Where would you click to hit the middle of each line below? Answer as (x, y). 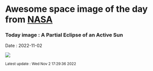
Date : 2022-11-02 (24, 46)
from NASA (29, 19)
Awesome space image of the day (76, 9)
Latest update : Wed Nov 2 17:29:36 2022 (41, 64)
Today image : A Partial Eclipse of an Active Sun (64, 35)
